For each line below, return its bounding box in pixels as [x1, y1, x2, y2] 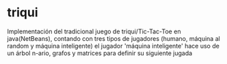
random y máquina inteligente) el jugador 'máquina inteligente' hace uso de [7, 42, 220, 50]
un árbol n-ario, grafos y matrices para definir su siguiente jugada [7, 49, 193, 57]
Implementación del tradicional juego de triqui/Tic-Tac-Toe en [7, 27, 181, 35]
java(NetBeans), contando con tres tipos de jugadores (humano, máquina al [7, 34, 220, 42]
